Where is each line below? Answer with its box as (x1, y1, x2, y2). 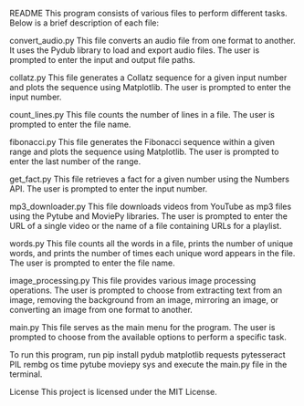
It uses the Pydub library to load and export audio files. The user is (9, 45, 260, 56)
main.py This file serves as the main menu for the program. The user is (9, 322, 276, 332)
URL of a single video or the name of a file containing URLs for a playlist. (9, 221, 282, 231)
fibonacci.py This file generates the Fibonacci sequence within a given (9, 137, 276, 147)
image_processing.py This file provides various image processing (9, 276, 257, 286)
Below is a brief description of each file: (9, 17, 160, 28)
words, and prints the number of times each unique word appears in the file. (9, 248, 296, 258)
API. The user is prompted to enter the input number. (9, 183, 208, 194)
